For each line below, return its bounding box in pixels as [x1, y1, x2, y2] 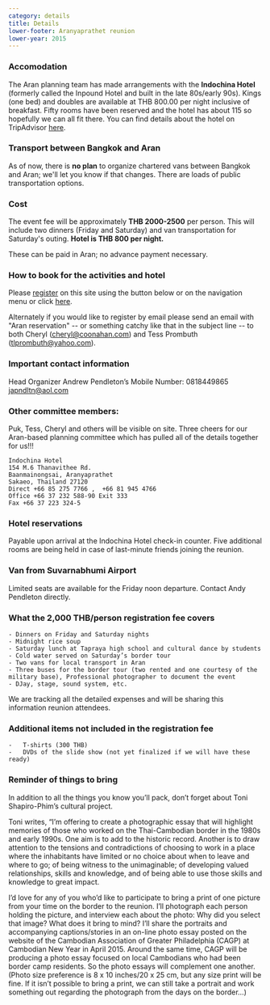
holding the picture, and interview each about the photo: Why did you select [8, 910, 260, 919]
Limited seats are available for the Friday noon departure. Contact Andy [8, 583, 246, 593]
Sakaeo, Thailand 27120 [8, 478, 89, 486]
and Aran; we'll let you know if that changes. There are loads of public [8, 169, 241, 179]
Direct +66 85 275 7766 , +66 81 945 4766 [8, 485, 157, 493]
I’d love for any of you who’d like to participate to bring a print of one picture [8, 893, 260, 902]
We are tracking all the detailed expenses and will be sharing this [8, 694, 224, 703]
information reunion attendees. [8, 703, 111, 712]
